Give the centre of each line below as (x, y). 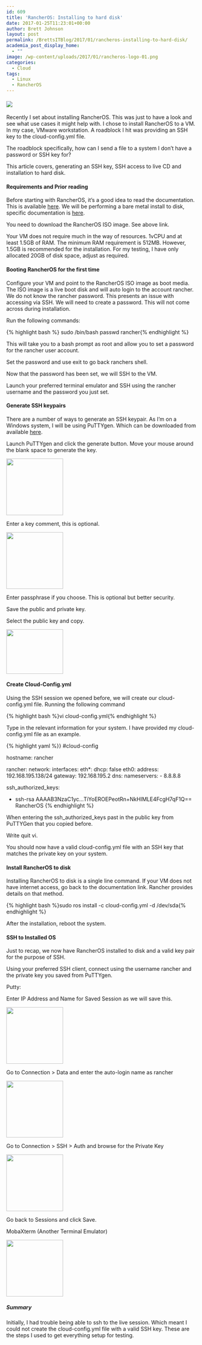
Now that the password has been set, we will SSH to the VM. (82, 374)
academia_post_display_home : (43, 46)
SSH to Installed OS (31, 937)
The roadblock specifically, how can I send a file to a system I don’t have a (99, 148)
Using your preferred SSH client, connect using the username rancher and (99, 969)
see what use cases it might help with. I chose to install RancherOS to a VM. (101, 124)
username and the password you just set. (58, 392)
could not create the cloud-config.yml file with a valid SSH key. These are (98, 1329)
